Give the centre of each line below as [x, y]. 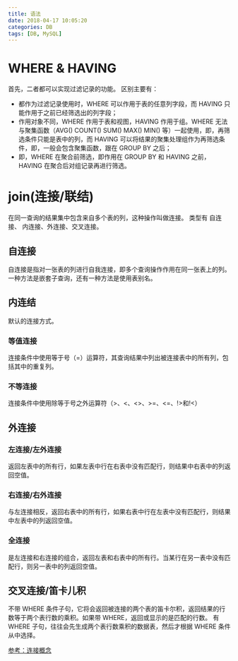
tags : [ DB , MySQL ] [35, 34]
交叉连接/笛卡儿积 [47, 591]
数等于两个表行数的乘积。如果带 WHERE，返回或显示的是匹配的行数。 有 [114, 618]
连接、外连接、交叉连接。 [65, 227]
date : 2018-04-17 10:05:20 [48, 20]
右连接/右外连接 [35, 495]
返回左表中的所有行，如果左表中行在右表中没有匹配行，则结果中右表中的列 [116, 466]
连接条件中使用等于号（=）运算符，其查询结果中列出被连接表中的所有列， [115, 358]
